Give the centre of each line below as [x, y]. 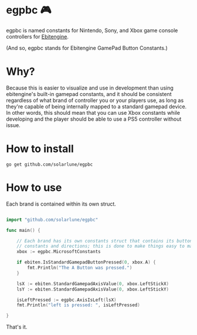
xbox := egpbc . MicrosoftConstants [59, 252]
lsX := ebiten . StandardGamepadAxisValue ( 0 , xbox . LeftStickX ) [93, 283]
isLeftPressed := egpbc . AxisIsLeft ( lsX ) [67, 300]
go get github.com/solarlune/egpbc [50, 164]
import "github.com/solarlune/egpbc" [52, 220]
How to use [34, 187]
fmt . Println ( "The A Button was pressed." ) [80, 268]
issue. [13, 125]
